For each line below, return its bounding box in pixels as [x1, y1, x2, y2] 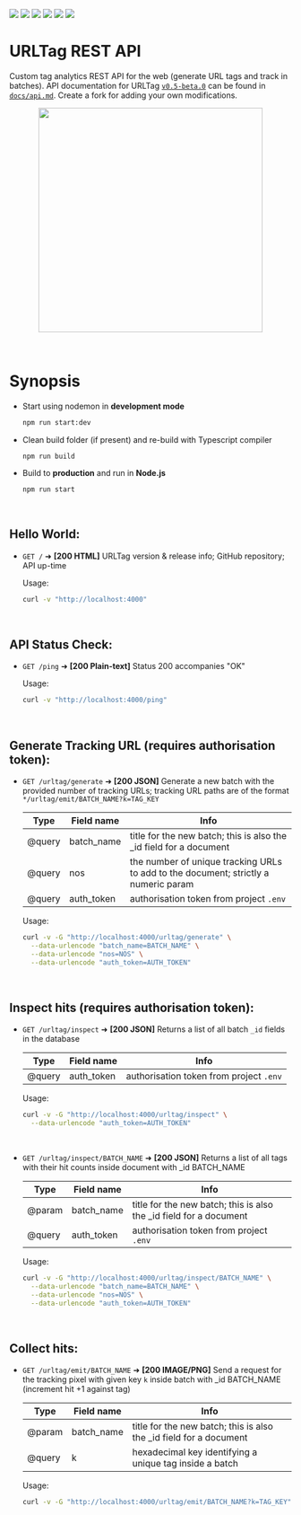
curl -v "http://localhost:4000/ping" [21, 696, 168, 705]
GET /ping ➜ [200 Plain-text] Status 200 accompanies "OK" [21, 661, 246, 672]
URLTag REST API [9, 41, 142, 62]
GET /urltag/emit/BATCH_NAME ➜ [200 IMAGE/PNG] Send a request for [21, 1365, 282, 1376]
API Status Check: [9, 637, 114, 652]
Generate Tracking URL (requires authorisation [9, 737, 276, 753]
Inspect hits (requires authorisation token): [9, 1000, 254, 1015]
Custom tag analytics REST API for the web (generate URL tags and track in [9, 70, 288, 81]
